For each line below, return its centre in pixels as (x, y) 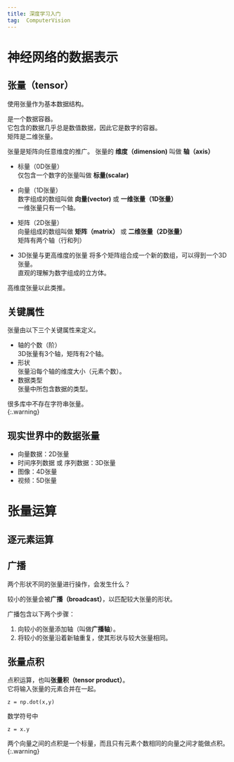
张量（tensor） (40, 85)
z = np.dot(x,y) (31, 702)
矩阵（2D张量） (40, 222)
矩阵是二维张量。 (32, 136)
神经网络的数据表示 (63, 57)
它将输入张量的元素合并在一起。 (53, 689)
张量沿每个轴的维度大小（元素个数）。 (71, 372)
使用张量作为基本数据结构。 (47, 103)
